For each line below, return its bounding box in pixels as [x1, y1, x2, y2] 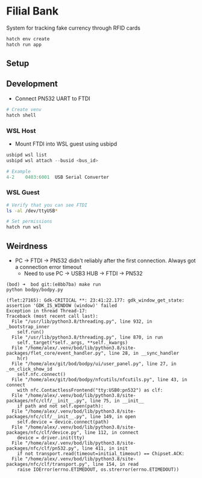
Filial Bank [6, 4, 59, 18]
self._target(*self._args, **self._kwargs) [17, 340, 128, 346]
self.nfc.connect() [17, 372, 66, 378]
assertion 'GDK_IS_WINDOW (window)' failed [6, 303, 118, 309]
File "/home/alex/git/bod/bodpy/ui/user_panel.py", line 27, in [11, 361, 177, 367]
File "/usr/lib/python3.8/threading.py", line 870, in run [11, 334, 163, 341]
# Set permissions [6, 219, 52, 225]
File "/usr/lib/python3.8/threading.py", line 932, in [11, 318, 153, 325]
